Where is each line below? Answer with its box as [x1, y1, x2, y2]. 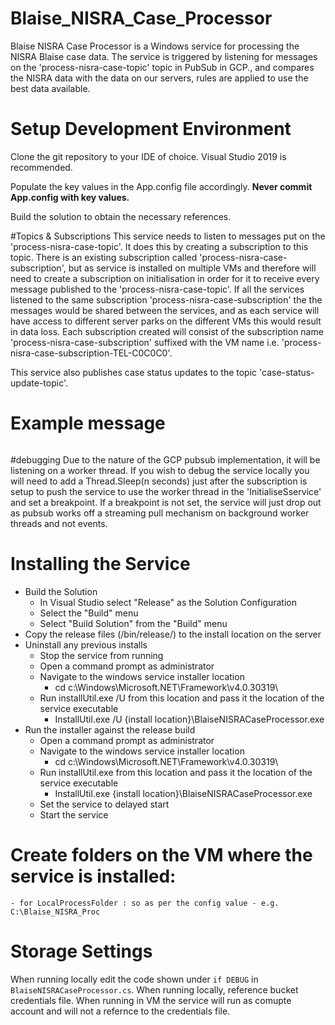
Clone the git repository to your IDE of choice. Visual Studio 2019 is [10, 150, 287, 162]
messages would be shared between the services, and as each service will [10, 304, 320, 316]
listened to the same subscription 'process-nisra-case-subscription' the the [10, 293, 323, 306]
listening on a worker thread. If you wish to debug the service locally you [10, 464, 310, 476]
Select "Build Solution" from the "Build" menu [39, 617, 228, 629]
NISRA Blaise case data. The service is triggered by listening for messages [10, 50, 318, 62]
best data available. [10, 82, 91, 94]
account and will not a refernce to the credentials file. [10, 1005, 231, 1017]
